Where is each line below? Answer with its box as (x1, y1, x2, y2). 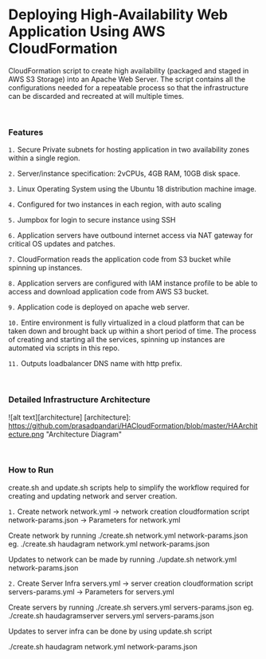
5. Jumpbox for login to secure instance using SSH (8, 215, 176, 225)
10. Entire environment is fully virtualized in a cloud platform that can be (8, 318, 244, 328)
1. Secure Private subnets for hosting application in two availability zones (8, 145, 249, 155)
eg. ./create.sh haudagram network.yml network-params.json (8, 539, 210, 548)
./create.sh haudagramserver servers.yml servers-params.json (8, 610, 215, 620)
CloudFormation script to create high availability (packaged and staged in (8, 65, 249, 75)
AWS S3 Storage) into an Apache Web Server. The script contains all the (8, 74, 245, 84)
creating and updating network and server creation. (8, 491, 178, 500)
